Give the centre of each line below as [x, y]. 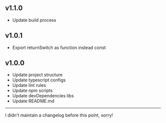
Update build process [34, 20]
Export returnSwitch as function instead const [59, 47]
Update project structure [37, 75]
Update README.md [33, 101]
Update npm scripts [32, 90]
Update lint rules [29, 85]
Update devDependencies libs [43, 96]
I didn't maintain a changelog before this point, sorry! [59, 115]
